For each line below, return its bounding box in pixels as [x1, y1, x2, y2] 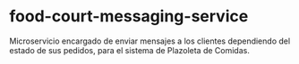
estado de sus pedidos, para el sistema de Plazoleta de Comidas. [9, 44, 251, 55]
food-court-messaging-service [9, 6, 249, 27]
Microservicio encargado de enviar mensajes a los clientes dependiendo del [9, 36, 291, 46]
